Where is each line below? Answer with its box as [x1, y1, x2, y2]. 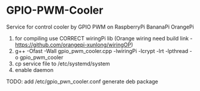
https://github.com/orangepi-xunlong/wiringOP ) [14, 41, 134, 48]
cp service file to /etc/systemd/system [14, 60, 110, 67]
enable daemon [14, 66, 54, 73]
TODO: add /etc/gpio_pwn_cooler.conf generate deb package [6, 78, 159, 85]
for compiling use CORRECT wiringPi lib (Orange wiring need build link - [14, 34, 193, 42]
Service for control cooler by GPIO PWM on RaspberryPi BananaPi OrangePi [6, 23, 195, 30]
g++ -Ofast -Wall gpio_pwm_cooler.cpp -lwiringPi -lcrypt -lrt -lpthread [14, 47, 189, 54]
